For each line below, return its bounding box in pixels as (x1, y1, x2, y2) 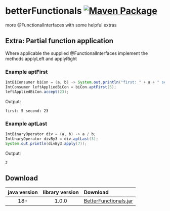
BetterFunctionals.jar (83, 197, 133, 204)
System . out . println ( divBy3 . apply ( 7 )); (5, 141, 87, 146)
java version (8, 189, 38, 196)
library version (42, 189, 79, 196)
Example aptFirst (5, 68, 48, 75)
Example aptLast (5, 120, 47, 127)
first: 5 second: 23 (5, 108, 49, 113)
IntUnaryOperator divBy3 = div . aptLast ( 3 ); (5, 136, 99, 141)
